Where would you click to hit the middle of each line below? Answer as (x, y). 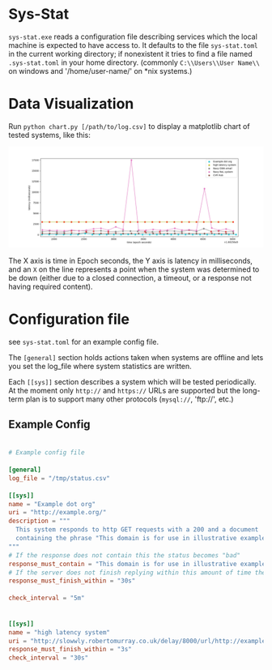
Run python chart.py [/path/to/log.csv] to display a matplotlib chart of (129, 126)
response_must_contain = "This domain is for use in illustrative (123, 564)
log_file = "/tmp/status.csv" (59, 478)
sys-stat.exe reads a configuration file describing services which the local (133, 37)
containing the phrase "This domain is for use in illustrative (126, 539)
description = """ (39, 521)
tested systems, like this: (49, 135)
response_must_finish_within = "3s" (70, 650)
